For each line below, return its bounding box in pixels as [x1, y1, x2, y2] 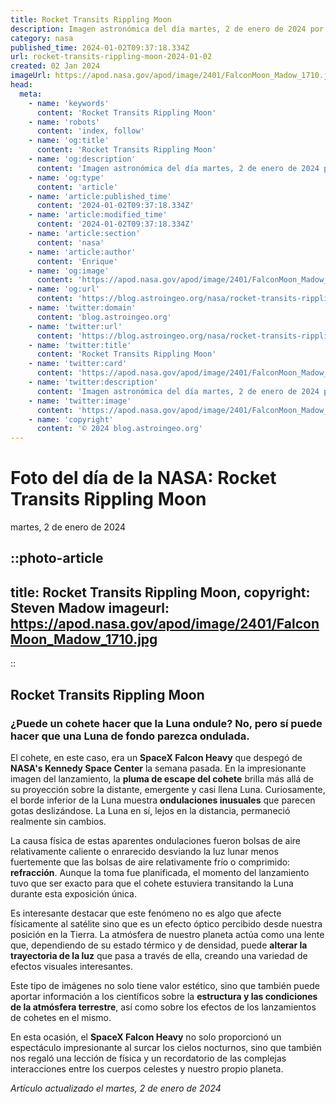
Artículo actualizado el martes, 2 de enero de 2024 [10, 1082, 222, 1094]
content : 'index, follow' [36, 126, 145, 136]
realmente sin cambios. [10, 815, 107, 827]
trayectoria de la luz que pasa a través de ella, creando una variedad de [10, 949, 308, 961]
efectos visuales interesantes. [10, 960, 133, 972]
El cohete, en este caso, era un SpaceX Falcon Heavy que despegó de [10, 751, 303, 763]
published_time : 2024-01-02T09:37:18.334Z [10, 42, 190, 53]
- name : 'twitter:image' [28, 396, 132, 406]
